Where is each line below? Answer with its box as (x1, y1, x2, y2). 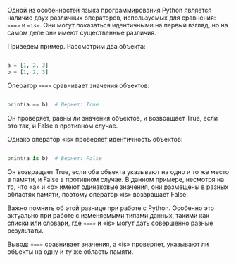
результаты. (7, 226, 44, 235)
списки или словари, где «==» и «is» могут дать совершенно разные (7, 219, 213, 227)
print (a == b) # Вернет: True (7, 101, 99, 108)
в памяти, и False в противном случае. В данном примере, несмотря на (7, 175, 225, 183)
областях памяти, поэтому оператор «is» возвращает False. (7, 190, 189, 198)
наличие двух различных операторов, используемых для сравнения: (7, 13, 216, 22)
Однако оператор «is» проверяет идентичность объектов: (7, 135, 183, 143)
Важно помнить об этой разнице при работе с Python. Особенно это (7, 204, 215, 212)
